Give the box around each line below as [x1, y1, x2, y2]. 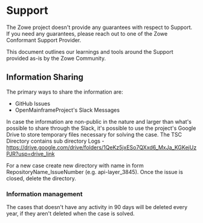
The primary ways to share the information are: [6, 88, 124, 95]
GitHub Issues [14, 100, 50, 107]
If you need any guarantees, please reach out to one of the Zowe [6, 30, 168, 37]
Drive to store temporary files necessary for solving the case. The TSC [6, 131, 182, 138]
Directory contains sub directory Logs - [6, 137, 105, 144]
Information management [6, 190, 83, 198]
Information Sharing [6, 72, 83, 82]
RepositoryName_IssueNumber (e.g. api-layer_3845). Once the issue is [6, 168, 183, 175]
